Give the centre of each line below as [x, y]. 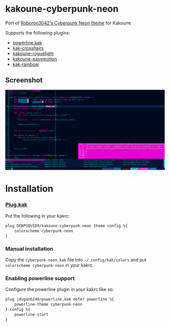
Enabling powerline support [40, 278]
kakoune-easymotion [35, 58]
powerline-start [32, 315]
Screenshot [24, 80]
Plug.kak [16, 205]
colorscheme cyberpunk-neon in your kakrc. [50, 265]
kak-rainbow [26, 64]
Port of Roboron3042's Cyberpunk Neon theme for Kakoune [68, 23]
